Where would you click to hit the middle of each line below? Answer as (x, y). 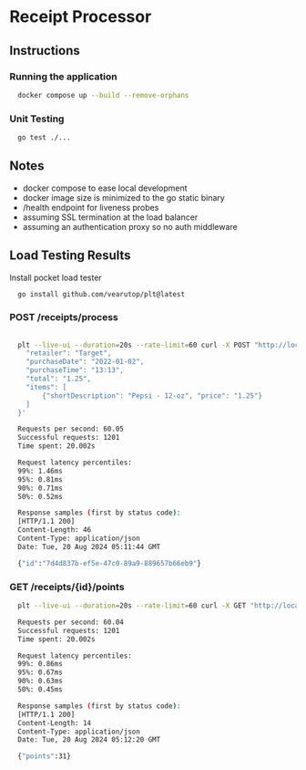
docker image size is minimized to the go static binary (123, 197)
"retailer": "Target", (69, 353)
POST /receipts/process (64, 317)
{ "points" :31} (44, 756)
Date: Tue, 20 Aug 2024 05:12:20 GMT (89, 740)
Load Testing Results (70, 256)
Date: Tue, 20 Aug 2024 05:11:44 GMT (89, 546)
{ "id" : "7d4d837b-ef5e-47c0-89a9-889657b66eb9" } (110, 563)
